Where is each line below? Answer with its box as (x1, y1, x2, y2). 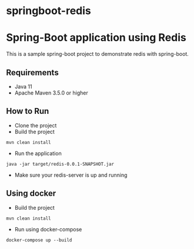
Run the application (14, 150, 62, 157)
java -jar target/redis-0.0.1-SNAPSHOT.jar (6, 161, 115, 167)
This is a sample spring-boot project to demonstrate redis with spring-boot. (6, 51, 189, 58)
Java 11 (14, 83, 32, 90)
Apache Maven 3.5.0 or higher (14, 89, 88, 96)
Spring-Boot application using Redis (6, 31, 186, 45)
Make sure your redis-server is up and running (14, 171, 128, 179)
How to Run (6, 106, 49, 116)
